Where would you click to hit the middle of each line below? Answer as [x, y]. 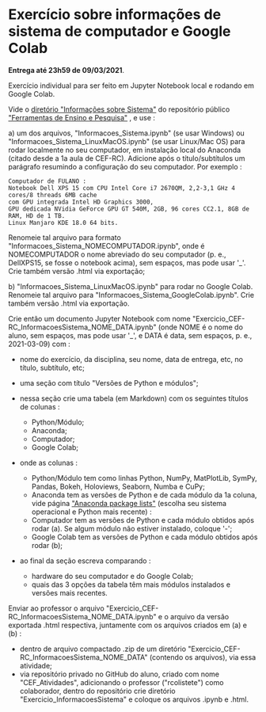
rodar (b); [47, 545]
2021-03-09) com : [40, 344]
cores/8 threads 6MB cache [53, 195]
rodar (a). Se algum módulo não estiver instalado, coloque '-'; [132, 528]
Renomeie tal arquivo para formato [65, 237]
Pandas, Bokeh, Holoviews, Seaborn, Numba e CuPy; [118, 486]
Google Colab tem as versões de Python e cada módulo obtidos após [144, 537]
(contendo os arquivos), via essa [203, 657]
